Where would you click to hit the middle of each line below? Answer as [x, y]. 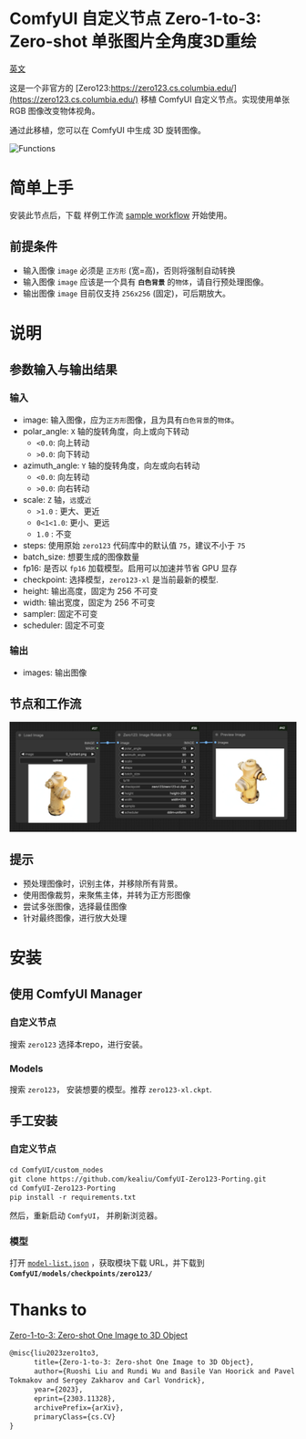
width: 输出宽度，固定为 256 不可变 [89, 602]
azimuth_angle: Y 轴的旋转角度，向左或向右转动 [111, 465]
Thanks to [48, 1310]
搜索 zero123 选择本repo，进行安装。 [79, 1044]
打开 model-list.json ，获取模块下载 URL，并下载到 [107, 1263]
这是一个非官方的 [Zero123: [60, 88]
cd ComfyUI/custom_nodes [56, 1170]
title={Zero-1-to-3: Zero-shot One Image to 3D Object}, [144, 1362]
